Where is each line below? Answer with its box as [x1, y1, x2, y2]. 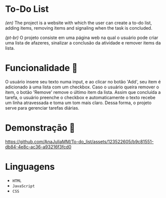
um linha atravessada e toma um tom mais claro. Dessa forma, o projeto [5, 100, 152, 106]
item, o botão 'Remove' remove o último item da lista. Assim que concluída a [5, 89, 161, 95]
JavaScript [12, 184, 35, 189]
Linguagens [5, 161, 55, 172]
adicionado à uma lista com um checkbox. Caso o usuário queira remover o [5, 84, 160, 90]
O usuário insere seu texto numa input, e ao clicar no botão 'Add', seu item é [5, 79, 161, 84]
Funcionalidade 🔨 [5, 63, 78, 74]
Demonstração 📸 [5, 122, 75, 134]
